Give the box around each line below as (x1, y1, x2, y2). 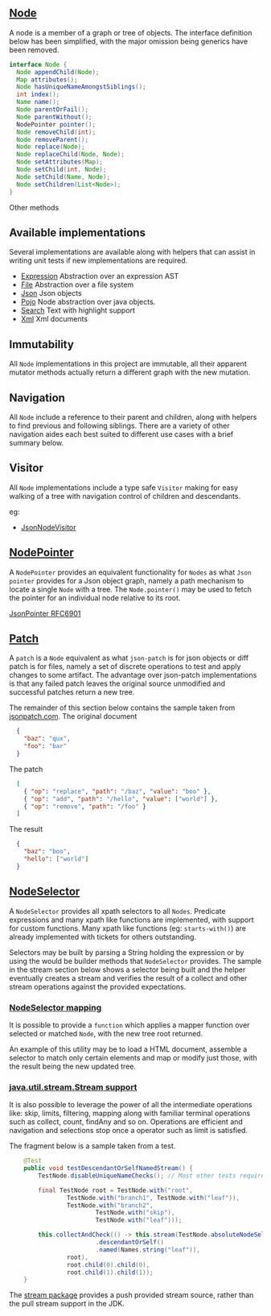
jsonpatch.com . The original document (9, 712, 138, 721)
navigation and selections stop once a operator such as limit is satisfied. (9, 1126, 248, 1135)
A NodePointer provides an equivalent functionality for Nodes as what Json (9, 567, 252, 577)
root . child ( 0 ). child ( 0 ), (66, 1260, 150, 1268)
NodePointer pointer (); (16, 120, 96, 128)
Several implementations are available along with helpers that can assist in (9, 247, 256, 257)
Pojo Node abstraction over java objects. (20, 297, 156, 307)
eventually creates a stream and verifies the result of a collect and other (9, 973, 248, 982)
